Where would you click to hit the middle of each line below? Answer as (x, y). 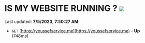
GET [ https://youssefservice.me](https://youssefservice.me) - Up (76, 31)
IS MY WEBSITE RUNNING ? (61, 8)
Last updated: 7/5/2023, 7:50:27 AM (42, 21)
